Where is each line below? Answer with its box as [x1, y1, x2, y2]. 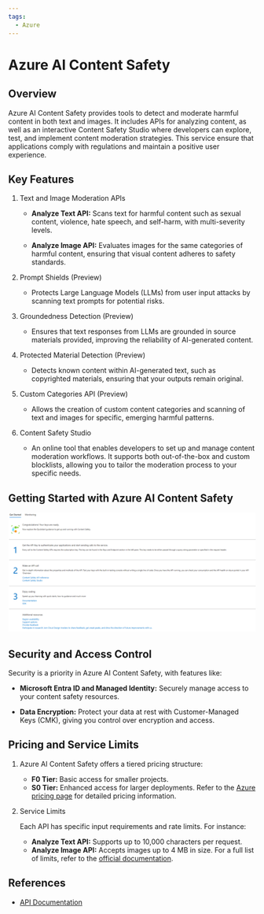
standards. [31, 257, 67, 267]
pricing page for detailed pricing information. [31, 791, 177, 801]
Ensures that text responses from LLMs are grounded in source [31, 327, 236, 336]
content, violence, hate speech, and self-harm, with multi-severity [31, 217, 245, 227]
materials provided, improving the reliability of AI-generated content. [31, 335, 254, 345]
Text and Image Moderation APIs [19, 194, 126, 203]
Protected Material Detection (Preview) [19, 350, 146, 360]
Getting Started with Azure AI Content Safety [8, 491, 233, 505]
